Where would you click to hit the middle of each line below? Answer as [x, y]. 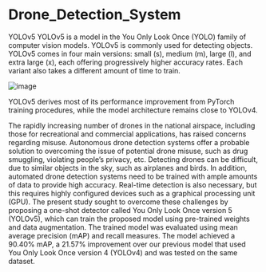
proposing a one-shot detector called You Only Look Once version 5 [121, 210]
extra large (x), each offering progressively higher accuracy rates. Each [126, 62]
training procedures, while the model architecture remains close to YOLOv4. [133, 110]
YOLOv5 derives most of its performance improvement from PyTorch [121, 101]
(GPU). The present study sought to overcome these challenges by [119, 202]
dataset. [22, 261]
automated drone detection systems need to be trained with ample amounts [133, 176]
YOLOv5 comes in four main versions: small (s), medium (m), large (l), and [130, 53]
